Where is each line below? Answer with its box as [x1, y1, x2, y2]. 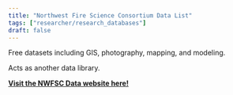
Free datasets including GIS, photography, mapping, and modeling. [8, 48, 226, 58]
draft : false [8, 26, 51, 34]
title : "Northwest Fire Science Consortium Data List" [8, 11, 193, 20]
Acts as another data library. [8, 63, 100, 73]
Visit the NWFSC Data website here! [8, 78, 129, 88]
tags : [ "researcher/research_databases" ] [8, 19, 147, 27]
